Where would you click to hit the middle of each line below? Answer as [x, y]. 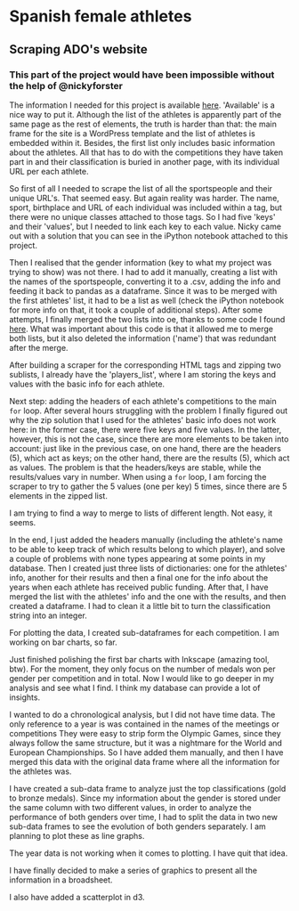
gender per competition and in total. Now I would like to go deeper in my [141, 678]
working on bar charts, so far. [63, 642]
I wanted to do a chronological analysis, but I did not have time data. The [142, 714]
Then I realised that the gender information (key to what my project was [141, 262]
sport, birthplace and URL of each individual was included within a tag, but [146, 207]
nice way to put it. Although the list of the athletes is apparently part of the [145, 114]
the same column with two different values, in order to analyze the [130, 807]
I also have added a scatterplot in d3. [77, 897]
